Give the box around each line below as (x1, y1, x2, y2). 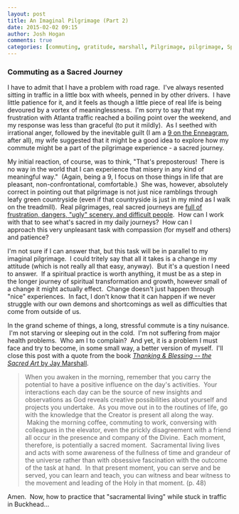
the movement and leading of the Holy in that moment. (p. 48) (24, 478, 206, 488)
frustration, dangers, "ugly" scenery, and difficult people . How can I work (7, 211, 224, 219)
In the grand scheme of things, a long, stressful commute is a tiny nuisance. (7, 321, 230, 330)
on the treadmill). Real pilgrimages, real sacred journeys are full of (7, 203, 203, 211)
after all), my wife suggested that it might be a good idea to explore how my (7, 136, 229, 145)
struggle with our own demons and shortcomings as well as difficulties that (7, 300, 228, 308)
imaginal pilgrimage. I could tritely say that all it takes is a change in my (7, 254, 218, 263)
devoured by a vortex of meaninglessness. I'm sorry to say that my (7, 106, 205, 115)
